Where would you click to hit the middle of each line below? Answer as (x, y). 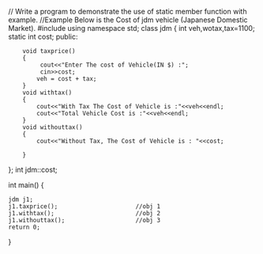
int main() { (26, 185)
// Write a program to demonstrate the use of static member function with (128, 11)
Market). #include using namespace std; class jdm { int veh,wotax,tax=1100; (131, 28)
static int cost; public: (43, 36)
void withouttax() (53, 127)
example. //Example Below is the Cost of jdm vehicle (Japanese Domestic (128, 20)
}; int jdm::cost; (33, 170)
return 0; (24, 227)
